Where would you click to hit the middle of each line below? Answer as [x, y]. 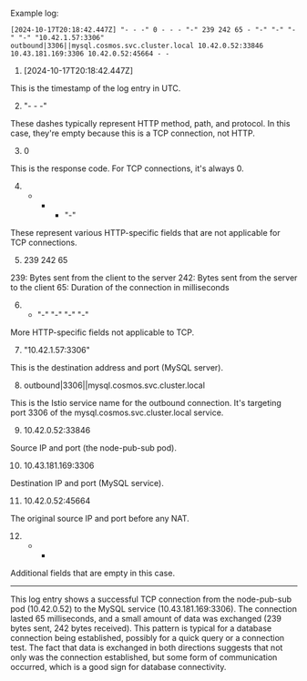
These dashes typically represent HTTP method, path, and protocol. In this [150, 123]
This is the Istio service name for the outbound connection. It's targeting [146, 403]
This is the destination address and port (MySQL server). [117, 367]
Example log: [35, 13]
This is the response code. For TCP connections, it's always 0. [127, 168]
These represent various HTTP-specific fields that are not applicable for [145, 233]
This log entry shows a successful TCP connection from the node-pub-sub [151, 599]
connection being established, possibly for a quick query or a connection [148, 638]
